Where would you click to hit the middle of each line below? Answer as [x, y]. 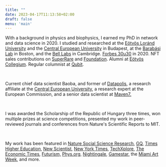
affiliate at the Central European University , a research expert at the [74, 89]
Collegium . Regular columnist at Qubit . [45, 64]
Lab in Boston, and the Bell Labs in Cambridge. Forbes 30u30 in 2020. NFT [82, 54]
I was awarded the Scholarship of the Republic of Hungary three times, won [83, 114]
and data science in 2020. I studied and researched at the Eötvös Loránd [80, 43]
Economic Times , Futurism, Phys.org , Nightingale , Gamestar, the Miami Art [82, 154]
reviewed [15, 124]
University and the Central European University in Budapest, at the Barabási [83, 48]
